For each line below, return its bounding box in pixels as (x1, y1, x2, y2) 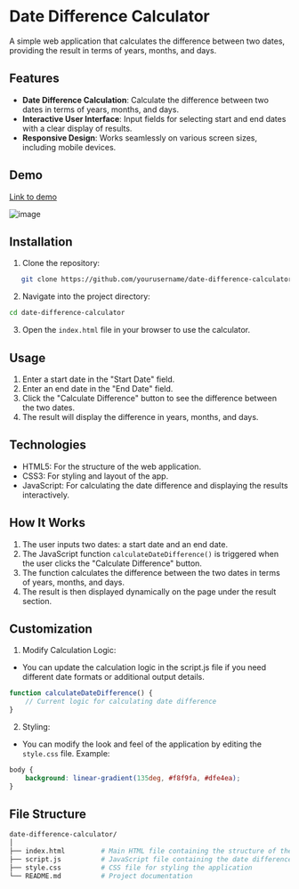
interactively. (21, 489, 69, 500)
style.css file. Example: (21, 748, 110, 758)
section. (21, 595, 53, 606)
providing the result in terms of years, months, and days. (9, 44, 217, 55)
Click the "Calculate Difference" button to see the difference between (21, 392, 278, 403)
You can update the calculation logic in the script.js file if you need (21, 662, 267, 673)
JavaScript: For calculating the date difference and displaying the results (21, 480, 288, 490)
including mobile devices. (21, 141, 117, 152)
